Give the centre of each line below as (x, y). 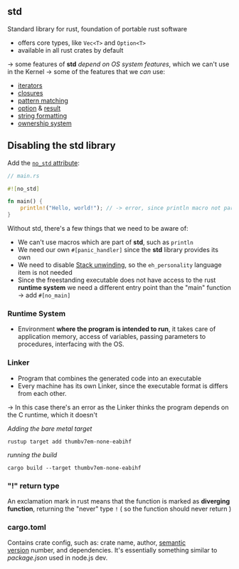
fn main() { (25, 202)
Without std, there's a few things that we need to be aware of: (98, 228)
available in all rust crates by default (70, 50)
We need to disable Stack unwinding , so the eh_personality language (119, 265)
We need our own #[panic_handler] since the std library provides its (118, 250)
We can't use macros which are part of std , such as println (105, 242)
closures (30, 93)
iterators (30, 85)
